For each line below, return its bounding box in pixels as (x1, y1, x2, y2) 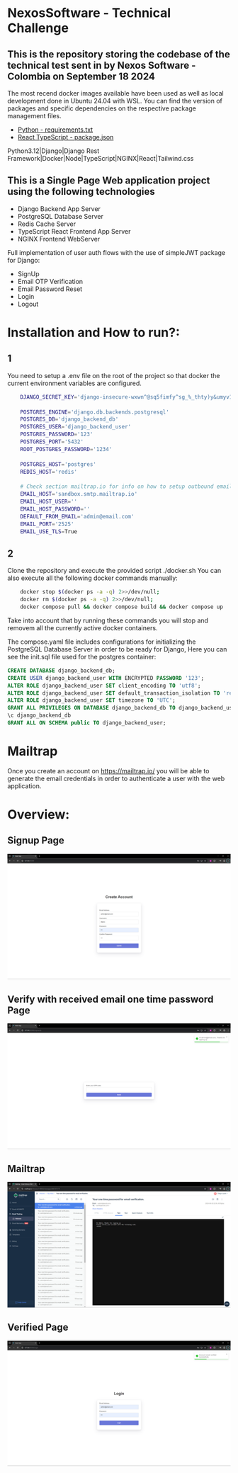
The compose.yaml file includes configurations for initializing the (7, 637, 196, 646)
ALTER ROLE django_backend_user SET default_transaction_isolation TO (7, 689, 220, 697)
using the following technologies (7, 186, 155, 198)
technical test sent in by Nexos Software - (7, 59, 196, 72)
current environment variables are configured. (7, 379, 142, 387)
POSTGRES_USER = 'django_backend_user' (20, 423, 132, 431)
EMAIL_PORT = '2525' (20, 521, 74, 528)
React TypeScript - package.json (17, 133, 114, 141)
